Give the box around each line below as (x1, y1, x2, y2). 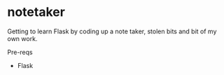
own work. (7, 34, 38, 42)
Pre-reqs (7, 48, 33, 56)
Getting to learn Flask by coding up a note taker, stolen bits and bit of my (7, 27, 217, 35)
